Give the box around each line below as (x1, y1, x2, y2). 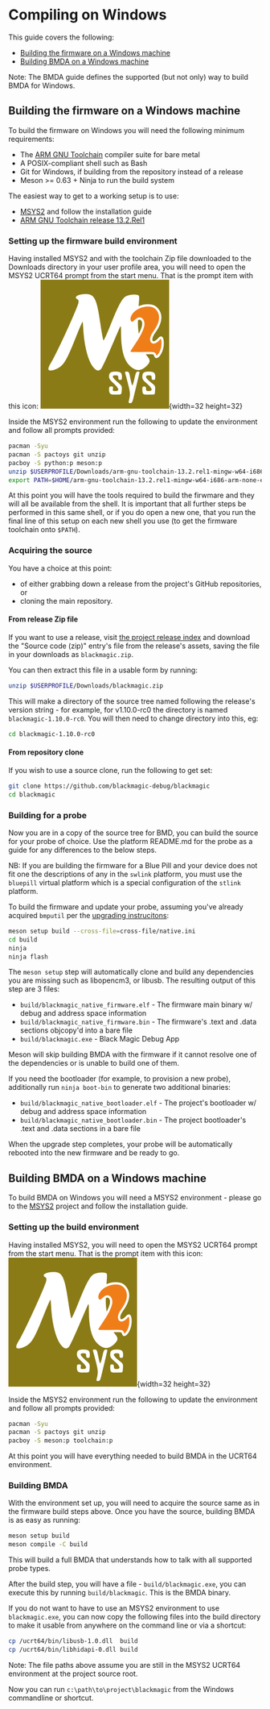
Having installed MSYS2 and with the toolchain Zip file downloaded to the (8, 254, 252, 264)
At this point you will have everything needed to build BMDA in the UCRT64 (8, 1451, 257, 1461)
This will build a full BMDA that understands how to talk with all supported (8, 1555, 252, 1565)
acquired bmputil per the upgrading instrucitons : (8, 910, 170, 920)
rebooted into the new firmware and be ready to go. (8, 1148, 180, 1158)
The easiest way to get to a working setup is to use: (8, 191, 179, 201)
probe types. (8, 1564, 51, 1574)
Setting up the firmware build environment (8, 235, 178, 247)
